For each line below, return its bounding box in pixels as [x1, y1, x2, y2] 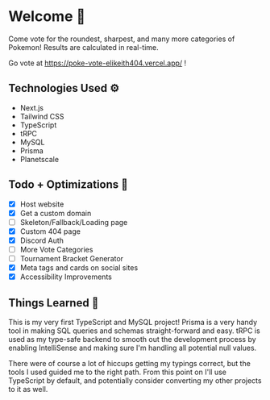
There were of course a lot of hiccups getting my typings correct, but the [8, 358, 251, 368]
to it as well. [8, 384, 48, 394]
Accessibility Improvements [19, 272, 113, 281]
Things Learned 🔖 [8, 296, 99, 310]
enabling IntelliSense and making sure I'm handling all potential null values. [8, 343, 257, 352]
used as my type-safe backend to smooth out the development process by [8, 334, 256, 344]
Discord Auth [19, 235, 64, 245]
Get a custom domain [19, 208, 92, 218]
